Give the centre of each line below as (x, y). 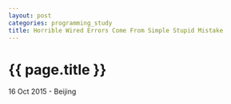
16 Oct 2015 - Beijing (42, 91)
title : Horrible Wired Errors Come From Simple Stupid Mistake (116, 30)
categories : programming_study (60, 23)
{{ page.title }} (58, 69)
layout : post (30, 15)
